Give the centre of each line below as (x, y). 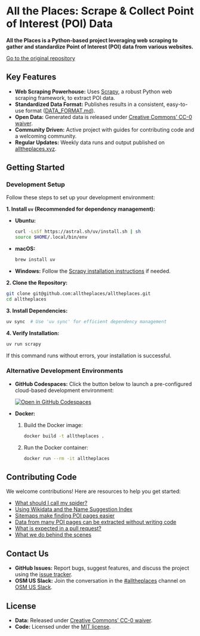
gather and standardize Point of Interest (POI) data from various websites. (100, 47)
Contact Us (27, 554)
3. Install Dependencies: (37, 311)
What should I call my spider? (51, 503)
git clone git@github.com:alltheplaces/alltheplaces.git (79, 294)
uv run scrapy (24, 344)
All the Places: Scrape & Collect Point (100, 11)
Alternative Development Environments (65, 371)
